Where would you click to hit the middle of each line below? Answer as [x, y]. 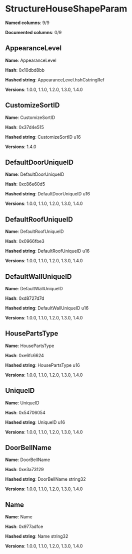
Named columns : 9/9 [27, 23]
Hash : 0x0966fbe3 [25, 241]
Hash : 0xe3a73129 [24, 470]
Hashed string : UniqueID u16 [35, 422]
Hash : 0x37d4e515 [24, 127]
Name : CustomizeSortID [30, 117]
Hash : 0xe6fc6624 [24, 355]
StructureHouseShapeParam [66, 9]
